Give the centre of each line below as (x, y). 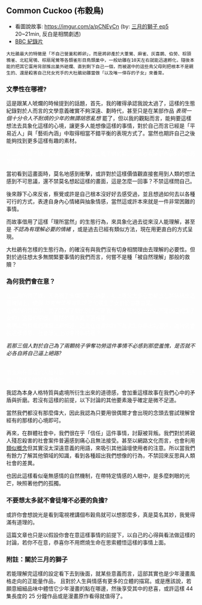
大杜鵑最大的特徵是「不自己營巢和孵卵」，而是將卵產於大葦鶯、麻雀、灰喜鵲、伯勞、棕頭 (99, 54)
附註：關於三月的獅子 (37, 559)
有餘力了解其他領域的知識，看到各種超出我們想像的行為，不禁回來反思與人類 (101, 456)
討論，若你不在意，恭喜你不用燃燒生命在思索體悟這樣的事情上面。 (88, 542)
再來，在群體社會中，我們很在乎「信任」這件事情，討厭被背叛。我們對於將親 (101, 433)
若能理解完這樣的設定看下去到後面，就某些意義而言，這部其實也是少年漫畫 (98, 574)
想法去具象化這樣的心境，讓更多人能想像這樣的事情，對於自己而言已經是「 (98, 126)
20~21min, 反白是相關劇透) (48, 34)
